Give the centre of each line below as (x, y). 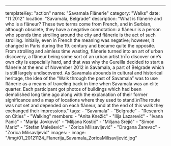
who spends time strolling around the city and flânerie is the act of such (81, 35)
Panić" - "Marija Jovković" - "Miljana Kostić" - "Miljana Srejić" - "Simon (80, 121)
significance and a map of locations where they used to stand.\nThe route (83, 100)
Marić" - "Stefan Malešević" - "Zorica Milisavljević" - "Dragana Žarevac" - (83, 127)
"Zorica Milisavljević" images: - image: (46, 132)
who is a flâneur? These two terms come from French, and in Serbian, (78, 24)
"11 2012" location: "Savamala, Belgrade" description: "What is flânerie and (84, 19)
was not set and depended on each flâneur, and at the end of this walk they (84, 105)
